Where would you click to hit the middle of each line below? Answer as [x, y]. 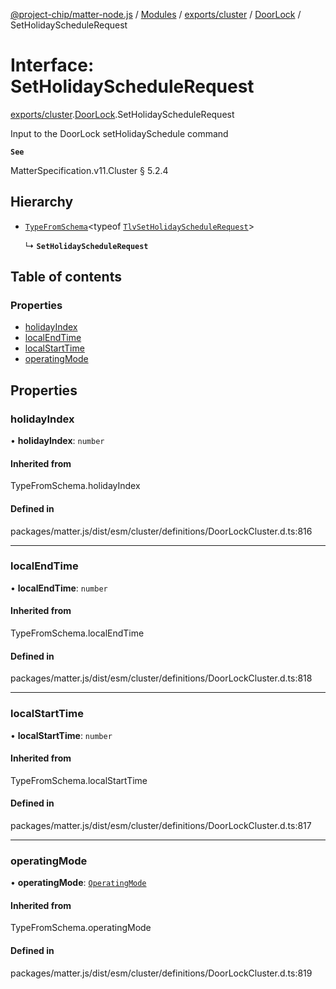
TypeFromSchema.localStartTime [79, 780]
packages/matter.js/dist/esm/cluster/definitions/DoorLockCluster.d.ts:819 [161, 973]
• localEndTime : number [59, 588]
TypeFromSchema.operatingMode [81, 928]
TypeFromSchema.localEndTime [77, 633]
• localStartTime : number [61, 735]
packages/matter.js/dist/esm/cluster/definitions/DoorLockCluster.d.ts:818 [161, 678]
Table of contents [66, 277]
